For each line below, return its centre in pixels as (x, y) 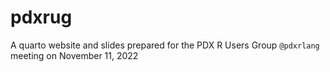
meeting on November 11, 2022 (74, 55)
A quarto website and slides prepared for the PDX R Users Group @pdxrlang (165, 45)
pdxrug (41, 17)
